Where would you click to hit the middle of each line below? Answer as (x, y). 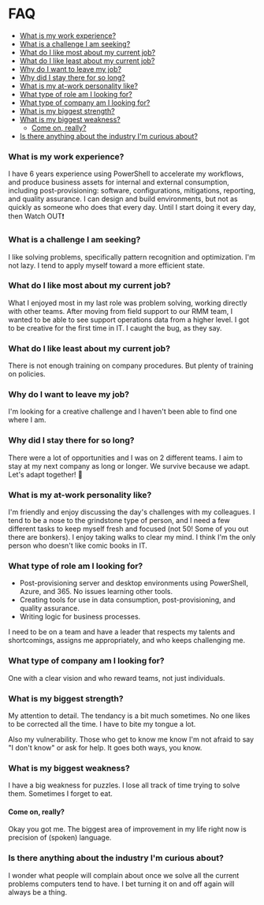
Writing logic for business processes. (80, 617)
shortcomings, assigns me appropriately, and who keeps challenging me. (127, 641)
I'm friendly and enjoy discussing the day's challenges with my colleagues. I (132, 512)
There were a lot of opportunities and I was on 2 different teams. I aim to (125, 458)
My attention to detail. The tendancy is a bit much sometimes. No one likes (129, 716)
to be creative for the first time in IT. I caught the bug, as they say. (115, 327)
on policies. (27, 374)
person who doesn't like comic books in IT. (78, 546)
